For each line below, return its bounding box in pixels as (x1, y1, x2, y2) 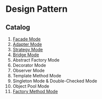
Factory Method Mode (12, 89, 58, 94)
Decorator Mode (12, 63, 46, 68)
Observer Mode (12, 67, 45, 73)
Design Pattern (5, 3, 68, 15)
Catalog (5, 23, 30, 32)
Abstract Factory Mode (12, 57, 60, 63)
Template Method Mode (12, 73, 61, 78)
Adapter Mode (12, 41, 42, 47)
